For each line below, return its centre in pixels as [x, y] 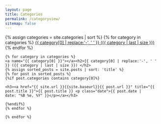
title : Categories [24, 14]
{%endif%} [15, 104]
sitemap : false [21, 23]
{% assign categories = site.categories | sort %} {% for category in [73, 37]
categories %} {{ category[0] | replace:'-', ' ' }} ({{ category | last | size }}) [80, 43]
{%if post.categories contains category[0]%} [52, 78]
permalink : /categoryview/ [33, 19]
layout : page [18, 10]
